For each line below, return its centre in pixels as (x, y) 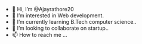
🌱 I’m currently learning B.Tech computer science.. (74, 22)
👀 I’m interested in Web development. (58, 15)
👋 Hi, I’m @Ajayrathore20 (43, 9)
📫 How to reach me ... (39, 35)
